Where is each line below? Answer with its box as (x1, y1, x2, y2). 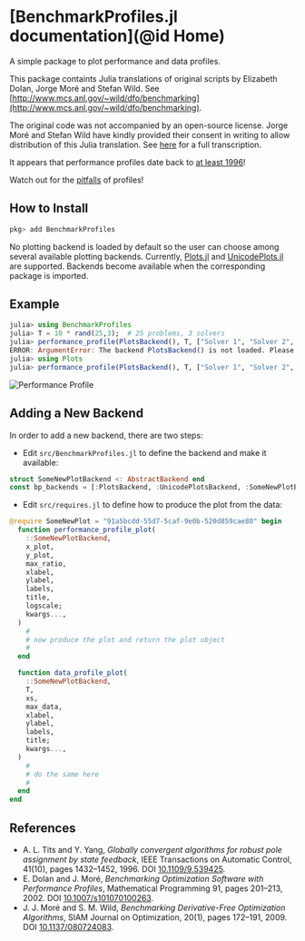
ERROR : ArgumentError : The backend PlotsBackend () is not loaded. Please (9, 346, 295, 355)
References (9, 820, 76, 836)
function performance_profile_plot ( (17, 525, 156, 535)
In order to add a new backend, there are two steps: (9, 430, 203, 441)
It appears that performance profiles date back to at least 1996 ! (9, 156, 246, 167)
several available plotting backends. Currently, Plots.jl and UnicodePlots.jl (9, 251, 284, 262)
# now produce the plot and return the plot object (25, 635, 225, 644)
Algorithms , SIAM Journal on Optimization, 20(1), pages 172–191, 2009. (22, 911, 288, 923)
